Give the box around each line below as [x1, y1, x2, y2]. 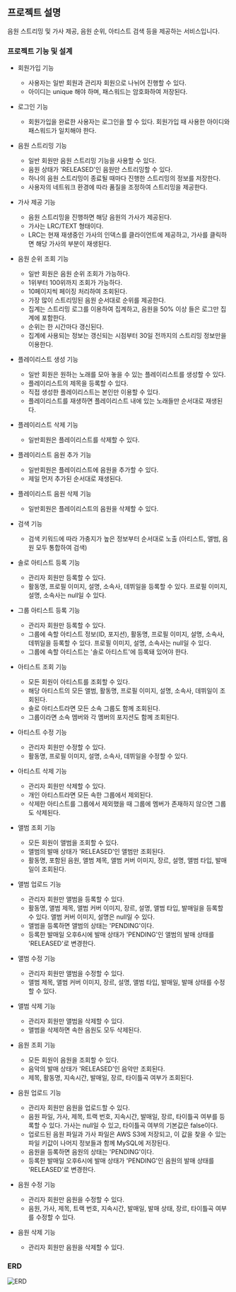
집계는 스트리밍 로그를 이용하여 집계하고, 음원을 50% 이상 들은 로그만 [28, 305, 219, 313]
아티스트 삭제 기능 [17, 767, 67, 775]
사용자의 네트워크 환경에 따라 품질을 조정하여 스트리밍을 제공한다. [28, 183, 208, 192]
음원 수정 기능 [17, 1180, 56, 1189]
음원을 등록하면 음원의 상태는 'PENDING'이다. [28, 1148, 154, 1156]
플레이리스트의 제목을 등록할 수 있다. [28, 379, 129, 387]
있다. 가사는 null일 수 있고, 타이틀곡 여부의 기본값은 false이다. [49, 1121, 218, 1129]
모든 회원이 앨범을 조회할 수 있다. [28, 838, 119, 847]
